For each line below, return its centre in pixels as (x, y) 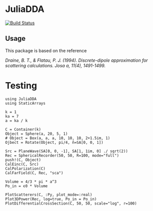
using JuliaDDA (21, 99)
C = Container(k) (23, 129)
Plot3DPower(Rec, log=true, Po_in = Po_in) (51, 199)
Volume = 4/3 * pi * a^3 (31, 182)
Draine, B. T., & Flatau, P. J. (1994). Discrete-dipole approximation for (76, 60)
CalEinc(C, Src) (22, 164)
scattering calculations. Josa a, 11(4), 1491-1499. (55, 65)
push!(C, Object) (23, 160)
